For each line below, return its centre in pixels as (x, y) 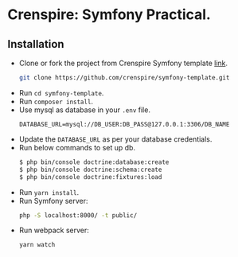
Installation (36, 44)
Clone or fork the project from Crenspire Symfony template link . (123, 63)
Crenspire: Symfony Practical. (109, 15)
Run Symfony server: (53, 201)
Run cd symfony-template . (61, 92)
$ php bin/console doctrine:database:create (94, 162)
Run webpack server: (54, 230)
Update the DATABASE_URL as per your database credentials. (115, 139)
